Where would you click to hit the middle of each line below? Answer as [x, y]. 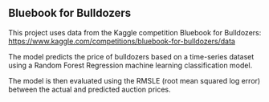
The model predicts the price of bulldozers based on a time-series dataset [131, 56]
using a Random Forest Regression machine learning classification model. [130, 65]
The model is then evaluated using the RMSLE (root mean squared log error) [134, 80]
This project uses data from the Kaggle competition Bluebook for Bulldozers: [135, 32]
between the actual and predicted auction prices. [90, 89]
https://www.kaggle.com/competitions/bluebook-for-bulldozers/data [122, 41]
